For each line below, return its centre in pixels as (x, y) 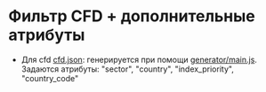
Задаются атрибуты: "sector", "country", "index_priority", (128, 69)
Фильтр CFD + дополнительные (132, 16)
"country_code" (50, 78)
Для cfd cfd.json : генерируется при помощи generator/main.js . (139, 59)
